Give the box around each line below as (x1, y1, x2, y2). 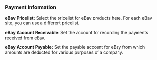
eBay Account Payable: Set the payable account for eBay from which (5, 44, 145, 50)
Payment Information (5, 4, 57, 11)
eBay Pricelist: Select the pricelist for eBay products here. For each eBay (5, 15, 152, 21)
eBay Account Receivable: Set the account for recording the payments (5, 30, 149, 36)
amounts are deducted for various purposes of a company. (5, 49, 123, 55)
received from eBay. (5, 35, 46, 40)
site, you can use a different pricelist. (5, 20, 79, 26)
